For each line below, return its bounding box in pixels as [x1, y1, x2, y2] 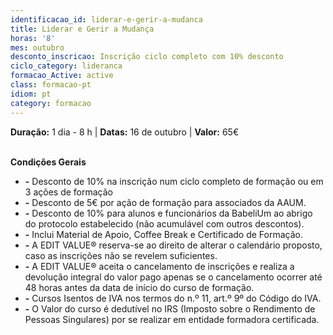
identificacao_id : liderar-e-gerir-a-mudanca [10, 14, 203, 25]
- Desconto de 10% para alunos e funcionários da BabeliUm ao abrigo [24, 207, 313, 219]
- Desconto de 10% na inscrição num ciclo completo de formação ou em [24, 175, 324, 187]
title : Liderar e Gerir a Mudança [10, 24, 155, 34]
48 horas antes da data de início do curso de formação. [24, 281, 255, 293]
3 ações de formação [24, 186, 113, 198]
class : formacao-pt [10, 80, 92, 90]
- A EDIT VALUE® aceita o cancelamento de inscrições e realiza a [24, 260, 295, 272]
